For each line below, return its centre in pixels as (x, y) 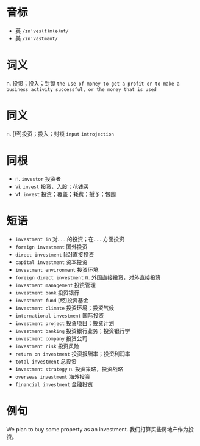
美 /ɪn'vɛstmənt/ (36, 38)
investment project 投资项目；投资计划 (65, 323)
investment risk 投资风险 (47, 346)
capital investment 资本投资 (51, 262)
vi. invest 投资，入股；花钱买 (52, 186)
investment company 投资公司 (51, 338)
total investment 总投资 (46, 361)
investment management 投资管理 (55, 285)
